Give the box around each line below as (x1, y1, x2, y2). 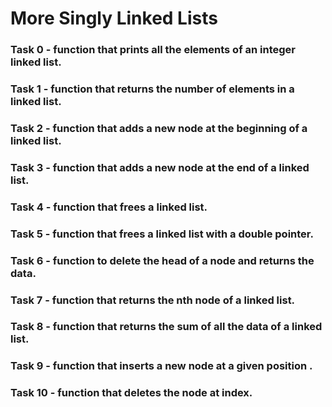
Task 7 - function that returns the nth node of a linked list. (10, 293, 296, 307)
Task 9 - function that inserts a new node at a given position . (10, 359, 313, 373)
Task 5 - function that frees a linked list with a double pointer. (10, 227, 314, 241)
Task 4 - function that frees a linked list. (10, 200, 208, 214)
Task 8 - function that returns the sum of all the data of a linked (10, 320, 323, 334)
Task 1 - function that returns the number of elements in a (10, 82, 295, 96)
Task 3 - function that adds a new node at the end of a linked (10, 160, 310, 174)
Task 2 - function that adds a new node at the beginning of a (10, 121, 308, 135)
